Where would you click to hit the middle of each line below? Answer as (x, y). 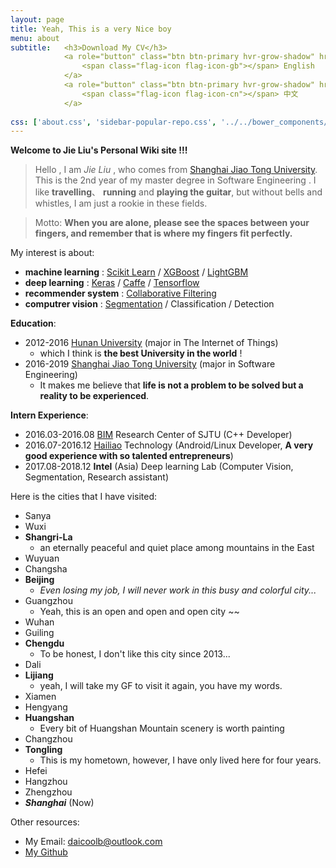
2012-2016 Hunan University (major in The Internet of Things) (151, 343)
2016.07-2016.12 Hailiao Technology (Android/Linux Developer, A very (169, 445)
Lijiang (39, 675)
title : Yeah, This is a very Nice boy (91, 29)
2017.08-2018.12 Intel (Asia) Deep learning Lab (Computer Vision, (159, 467)
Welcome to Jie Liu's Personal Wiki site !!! (99, 150)
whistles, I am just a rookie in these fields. (121, 203)
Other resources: (45, 822)
